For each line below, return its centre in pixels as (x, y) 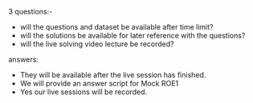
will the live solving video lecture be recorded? (97, 44)
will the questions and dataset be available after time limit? (116, 27)
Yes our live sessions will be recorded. (83, 92)
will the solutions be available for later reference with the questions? (133, 36)
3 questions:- (31, 12)
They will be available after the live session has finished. (113, 75)
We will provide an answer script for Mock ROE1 (99, 83)
